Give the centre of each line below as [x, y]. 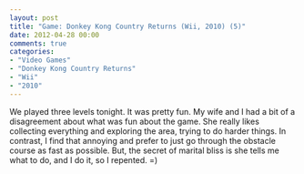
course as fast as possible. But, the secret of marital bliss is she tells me [144, 150]
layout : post [34, 18]
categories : [32, 52]
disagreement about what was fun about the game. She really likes [134, 121]
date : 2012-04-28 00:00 [55, 35]
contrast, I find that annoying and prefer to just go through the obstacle [142, 140]
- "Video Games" [40, 60]
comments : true [38, 43]
